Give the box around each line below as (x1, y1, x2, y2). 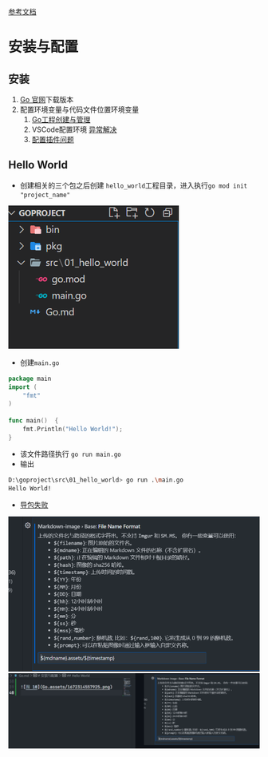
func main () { (8, 417, 59, 425)
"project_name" (19, 191, 71, 199)
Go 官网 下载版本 (19, 95, 74, 104)
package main (8, 375, 52, 382)
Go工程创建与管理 (31, 115, 91, 124)
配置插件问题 (31, 135, 74, 144)
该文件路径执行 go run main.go (19, 449, 121, 458)
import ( (8, 382, 37, 391)
